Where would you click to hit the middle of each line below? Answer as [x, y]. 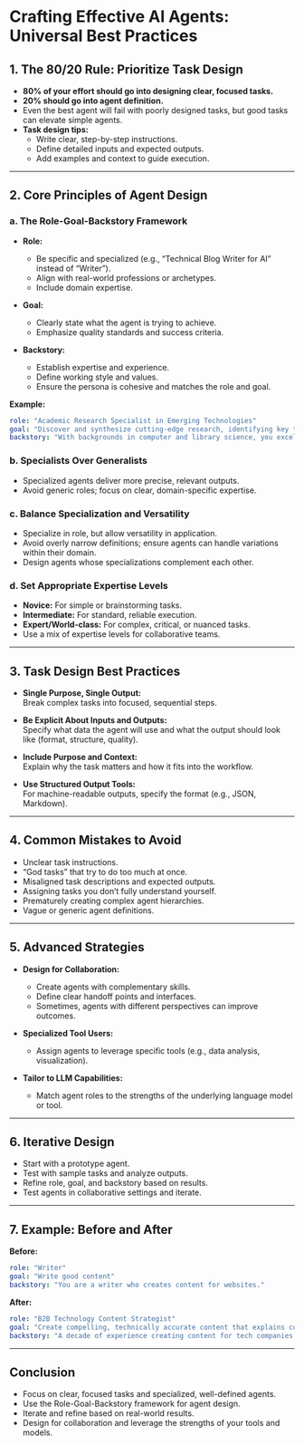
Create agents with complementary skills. [113, 987]
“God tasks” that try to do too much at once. [105, 872]
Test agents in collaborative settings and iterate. [112, 1192]
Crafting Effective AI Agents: [119, 17]
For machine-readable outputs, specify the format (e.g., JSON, [139, 794]
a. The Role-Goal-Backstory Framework [99, 221]
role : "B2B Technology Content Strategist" [93, 1319]
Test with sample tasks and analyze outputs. [105, 1173]
